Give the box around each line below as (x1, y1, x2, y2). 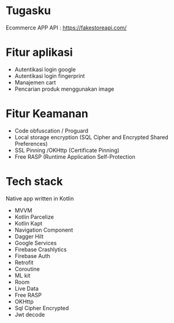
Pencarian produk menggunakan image (14, 85, 115, 93)
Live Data (14, 284, 39, 292)
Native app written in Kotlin (6, 194, 74, 202)
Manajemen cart (14, 78, 56, 86)
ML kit (14, 272, 31, 279)
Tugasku (6, 4, 51, 18)
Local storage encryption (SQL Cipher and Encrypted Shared (14, 133, 169, 141)
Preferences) (14, 140, 48, 147)
